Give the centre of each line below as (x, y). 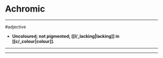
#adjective (16, 27)
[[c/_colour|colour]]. (33, 41)
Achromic (25, 9)
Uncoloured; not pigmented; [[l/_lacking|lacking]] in (66, 36)
